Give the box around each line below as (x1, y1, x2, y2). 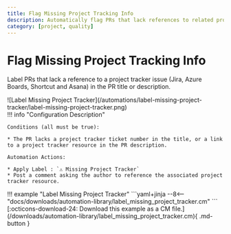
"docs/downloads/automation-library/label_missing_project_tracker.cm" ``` (7, 198, 218, 206)
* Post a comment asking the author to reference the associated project (7, 172, 223, 179)
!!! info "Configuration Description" (7, 111, 105, 119)
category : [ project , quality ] (7, 23, 94, 30)
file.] (171, 204, 185, 213)
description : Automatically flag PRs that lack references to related (7, 17, 214, 23)
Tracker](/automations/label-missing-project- (73, 96, 203, 104)
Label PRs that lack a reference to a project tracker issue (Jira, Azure (7, 75, 202, 83)
